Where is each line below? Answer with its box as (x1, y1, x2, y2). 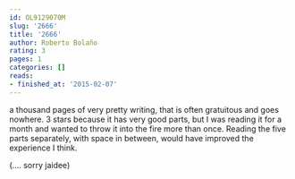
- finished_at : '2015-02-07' (9, 80, 118, 89)
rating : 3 (9, 47, 46, 55)
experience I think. (9, 142, 78, 153)
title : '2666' (9, 30, 63, 38)
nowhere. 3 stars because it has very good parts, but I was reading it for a (9, 114, 282, 124)
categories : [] (9, 64, 66, 72)
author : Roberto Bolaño (9, 38, 98, 47)
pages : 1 (9, 55, 42, 64)
